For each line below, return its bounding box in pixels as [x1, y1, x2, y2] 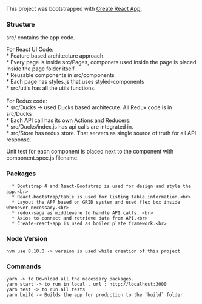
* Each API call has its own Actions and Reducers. [6, 117, 131, 124]
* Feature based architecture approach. [6, 52, 105, 59]
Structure [6, 20, 35, 29]
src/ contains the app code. [6, 34, 75, 41]
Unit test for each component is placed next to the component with [6, 148, 174, 155]
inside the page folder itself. [6, 65, 76, 72]
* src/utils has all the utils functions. [6, 84, 96, 92]
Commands [6, 262, 41, 271]
